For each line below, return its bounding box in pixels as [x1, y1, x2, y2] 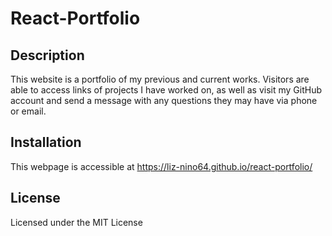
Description [10, 47, 85, 64]
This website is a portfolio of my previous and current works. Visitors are [10, 73, 310, 85]
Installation [10, 134, 82, 151]
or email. [10, 105, 47, 117]
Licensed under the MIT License [10, 216, 143, 228]
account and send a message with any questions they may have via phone [10, 95, 318, 106]
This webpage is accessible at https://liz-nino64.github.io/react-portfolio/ [10, 160, 313, 172]
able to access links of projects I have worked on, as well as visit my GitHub [10, 84, 322, 96]
